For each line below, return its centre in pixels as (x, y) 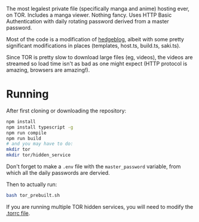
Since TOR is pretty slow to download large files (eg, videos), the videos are (99, 57)
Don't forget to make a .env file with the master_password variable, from (94, 166)
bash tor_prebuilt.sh (33, 196)
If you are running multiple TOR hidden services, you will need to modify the (100, 206)
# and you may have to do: (40, 144)
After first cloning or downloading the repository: (66, 111)
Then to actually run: (32, 184)
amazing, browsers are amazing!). (48, 70)
